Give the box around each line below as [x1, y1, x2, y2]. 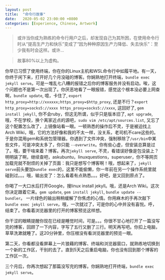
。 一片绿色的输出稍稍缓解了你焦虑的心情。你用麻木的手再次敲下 [20, 195, 151, 201]
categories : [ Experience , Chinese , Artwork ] [5, 21, 98, 26]
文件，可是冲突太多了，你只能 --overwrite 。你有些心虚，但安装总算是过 [9, 142, 156, 148]
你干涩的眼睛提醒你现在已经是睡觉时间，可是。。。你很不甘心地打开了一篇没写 [5, 218, 160, 224]
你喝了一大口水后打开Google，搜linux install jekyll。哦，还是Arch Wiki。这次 [5, 183, 160, 189]
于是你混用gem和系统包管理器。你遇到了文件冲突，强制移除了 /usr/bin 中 [5, 136, 152, 141]
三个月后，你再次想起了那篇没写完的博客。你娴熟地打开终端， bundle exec [5, 263, 154, 269]
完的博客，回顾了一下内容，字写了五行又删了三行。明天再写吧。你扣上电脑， [5, 224, 160, 230]
